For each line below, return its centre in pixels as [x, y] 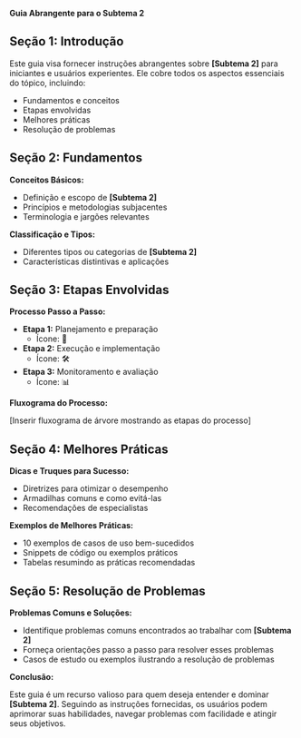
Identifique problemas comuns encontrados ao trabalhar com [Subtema [157, 631]
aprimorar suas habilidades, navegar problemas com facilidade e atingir [143, 714]
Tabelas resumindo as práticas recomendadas [109, 563]
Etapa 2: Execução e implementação [91, 349]
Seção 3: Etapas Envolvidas [89, 290]
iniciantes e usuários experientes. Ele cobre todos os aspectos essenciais [147, 73]
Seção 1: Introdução [67, 41]
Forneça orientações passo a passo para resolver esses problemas [148, 650]
